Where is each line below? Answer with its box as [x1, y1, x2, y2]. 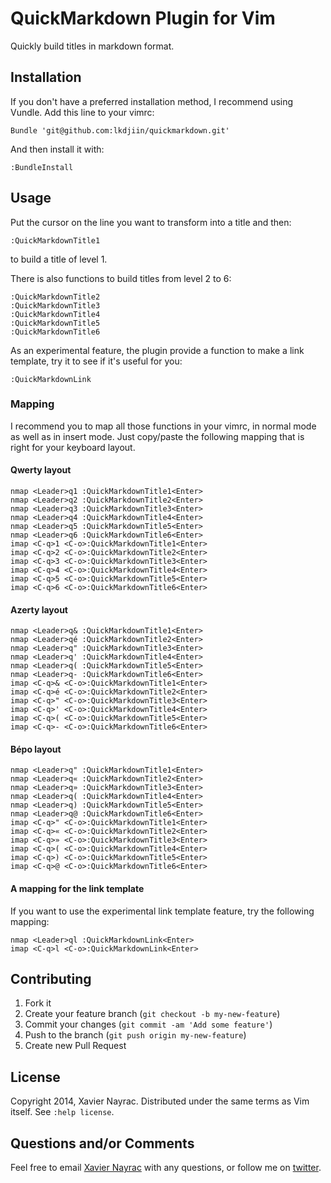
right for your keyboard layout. [10, 441, 136, 453]
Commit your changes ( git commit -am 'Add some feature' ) [24, 1018, 273, 1031]
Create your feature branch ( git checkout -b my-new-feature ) [24, 1008, 281, 1020]
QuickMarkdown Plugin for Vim [10, 7, 276, 30]
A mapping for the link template [10, 883, 145, 895]
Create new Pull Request [24, 1040, 127, 1052]
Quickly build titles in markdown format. [10, 40, 175, 52]
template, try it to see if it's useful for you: [10, 355, 183, 367]
